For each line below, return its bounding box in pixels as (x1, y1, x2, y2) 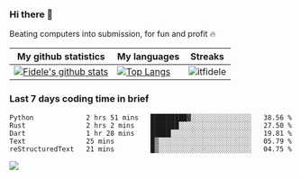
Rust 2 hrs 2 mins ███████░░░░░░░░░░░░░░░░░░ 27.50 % (9, 121, 293, 130)
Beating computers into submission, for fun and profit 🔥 (9, 29, 216, 40)
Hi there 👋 (9, 8, 54, 21)
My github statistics (16, 50, 105, 63)
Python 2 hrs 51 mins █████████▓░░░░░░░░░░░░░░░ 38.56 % (9, 112, 293, 122)
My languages (116, 50, 180, 63)
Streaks (190, 50, 224, 63)
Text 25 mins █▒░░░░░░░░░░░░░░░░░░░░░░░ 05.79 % (9, 137, 293, 146)
